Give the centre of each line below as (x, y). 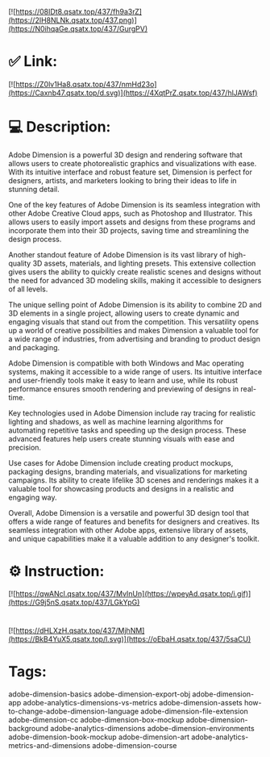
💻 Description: (60, 127)
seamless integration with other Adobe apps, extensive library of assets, (128, 530)
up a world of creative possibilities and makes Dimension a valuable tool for (134, 330)
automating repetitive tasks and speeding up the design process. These (128, 430)
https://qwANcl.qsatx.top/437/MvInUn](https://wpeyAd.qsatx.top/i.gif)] (133, 593)
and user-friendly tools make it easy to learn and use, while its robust (123, 380)
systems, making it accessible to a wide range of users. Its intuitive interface (135, 371)
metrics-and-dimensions (50, 745)
